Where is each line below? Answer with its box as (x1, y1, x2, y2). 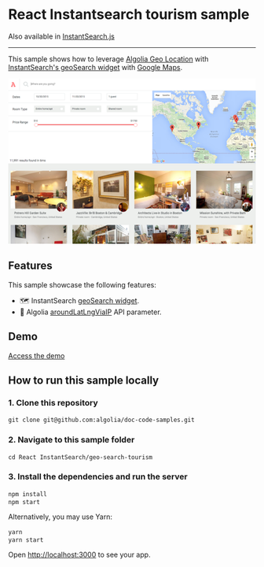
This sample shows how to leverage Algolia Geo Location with (8, 54, 209, 64)
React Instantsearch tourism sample (8, 6, 250, 24)
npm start (8, 498, 41, 506)
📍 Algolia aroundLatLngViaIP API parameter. (19, 307, 163, 317)
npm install (8, 490, 47, 498)
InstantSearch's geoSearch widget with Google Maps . (8, 62, 183, 72)
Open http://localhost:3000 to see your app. (8, 550, 151, 559)
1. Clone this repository (8, 397, 98, 408)
